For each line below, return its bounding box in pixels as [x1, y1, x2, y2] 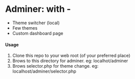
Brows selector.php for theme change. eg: [12, 63, 99, 69]
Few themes [12, 25, 38, 31]
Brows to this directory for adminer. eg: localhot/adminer [12, 58, 128, 64]
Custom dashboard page [12, 30, 64, 36]
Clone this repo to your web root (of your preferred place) [12, 53, 131, 59]
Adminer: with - [5, 3, 71, 15]
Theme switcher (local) [12, 20, 60, 26]
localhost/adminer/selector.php [12, 68, 76, 75]
